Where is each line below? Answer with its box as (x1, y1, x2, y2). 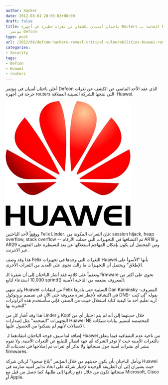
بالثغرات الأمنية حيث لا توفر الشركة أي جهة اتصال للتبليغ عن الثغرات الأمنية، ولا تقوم (5, 338, 159, 344)
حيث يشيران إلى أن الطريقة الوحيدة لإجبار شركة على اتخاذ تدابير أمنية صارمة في (5, 363, 154, 369)
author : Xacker (5, 8, 37, 13)
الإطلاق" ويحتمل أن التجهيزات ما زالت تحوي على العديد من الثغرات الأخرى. (5, 262, 144, 268)
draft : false (5, 18, 33, 23)
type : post (5, 34, 28, 39)
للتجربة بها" (5, 302, 27, 308)
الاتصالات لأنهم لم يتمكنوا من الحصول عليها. (5, 323, 85, 329)
